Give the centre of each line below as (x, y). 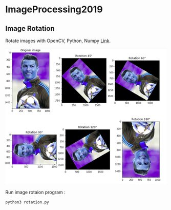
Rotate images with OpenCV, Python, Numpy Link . (58, 41)
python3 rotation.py (27, 202)
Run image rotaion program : (35, 192)
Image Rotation (30, 28)
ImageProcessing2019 (54, 9)
